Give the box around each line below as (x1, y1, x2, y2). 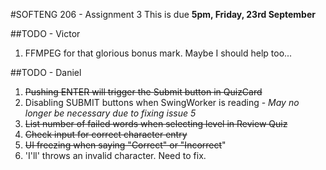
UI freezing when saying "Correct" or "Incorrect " (24, 139, 227, 151)
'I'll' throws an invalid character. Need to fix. (24, 150, 207, 161)
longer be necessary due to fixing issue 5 (24, 107, 197, 119)
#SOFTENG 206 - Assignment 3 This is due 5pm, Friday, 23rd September (10, 9, 316, 20)
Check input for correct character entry (24, 129, 188, 140)
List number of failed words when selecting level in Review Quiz (24, 118, 288, 129)
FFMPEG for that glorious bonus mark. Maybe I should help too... (24, 47, 293, 59)
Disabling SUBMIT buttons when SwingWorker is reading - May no (24, 97, 300, 108)
